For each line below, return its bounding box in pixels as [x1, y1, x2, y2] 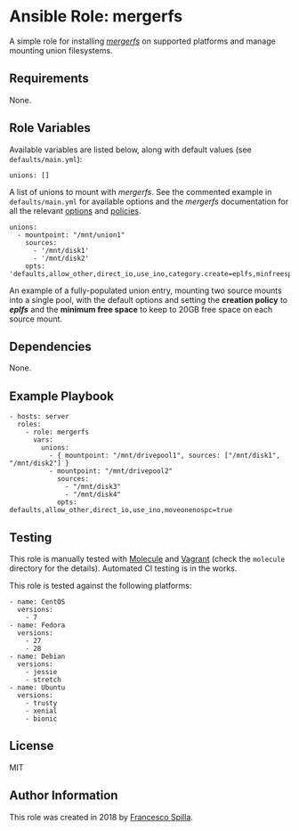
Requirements [9, 71, 89, 86]
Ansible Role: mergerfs [9, 6, 183, 27]
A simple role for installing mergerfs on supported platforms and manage [9, 36, 276, 46]
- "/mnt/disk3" [65, 483, 122, 492]
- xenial [25, 706, 58, 715]
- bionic [25, 714, 58, 723]
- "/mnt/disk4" [65, 490, 122, 500]
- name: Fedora [9, 621, 66, 630]
